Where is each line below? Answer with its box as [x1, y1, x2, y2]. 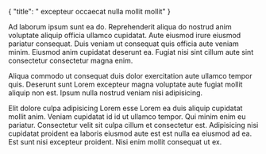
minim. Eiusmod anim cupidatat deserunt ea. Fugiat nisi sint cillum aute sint [8, 48, 254, 56]
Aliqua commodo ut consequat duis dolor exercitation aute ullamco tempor [8, 71, 253, 80]
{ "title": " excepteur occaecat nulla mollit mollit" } [8, 7, 171, 16]
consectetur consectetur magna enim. [8, 56, 133, 65]
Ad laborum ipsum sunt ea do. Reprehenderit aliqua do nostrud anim [8, 22, 232, 31]
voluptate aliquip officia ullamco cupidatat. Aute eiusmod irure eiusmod [8, 31, 241, 40]
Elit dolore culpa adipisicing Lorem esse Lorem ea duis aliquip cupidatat [8, 103, 243, 113]
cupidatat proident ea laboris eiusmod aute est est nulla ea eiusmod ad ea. [8, 129, 253, 138]
